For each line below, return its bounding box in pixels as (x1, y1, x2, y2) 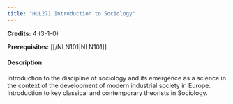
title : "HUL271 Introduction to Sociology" (7, 10, 136, 17)
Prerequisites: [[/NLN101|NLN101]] (7, 42, 107, 51)
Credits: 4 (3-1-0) (7, 29, 59, 37)
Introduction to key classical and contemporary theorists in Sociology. (7, 88, 208, 97)
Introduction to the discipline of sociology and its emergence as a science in (7, 73, 227, 82)
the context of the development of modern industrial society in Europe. (7, 81, 211, 89)
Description (7, 58, 43, 67)
